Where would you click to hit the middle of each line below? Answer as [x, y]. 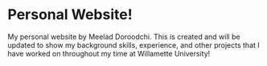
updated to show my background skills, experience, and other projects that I [134, 45]
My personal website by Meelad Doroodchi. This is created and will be [124, 37]
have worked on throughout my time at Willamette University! [109, 53]
